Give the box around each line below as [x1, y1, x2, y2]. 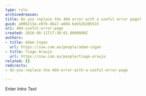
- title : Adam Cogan [5, 40, 48, 45]
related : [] [5, 58, 30, 63]
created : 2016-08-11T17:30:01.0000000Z [5, 30, 88, 35]
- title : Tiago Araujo [5, 49, 52, 54]
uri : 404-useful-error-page [5, 26, 64, 31]
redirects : [5, 63, 28, 68]
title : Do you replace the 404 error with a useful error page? [5, 16, 142, 21]
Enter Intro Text [5, 86, 37, 91]
